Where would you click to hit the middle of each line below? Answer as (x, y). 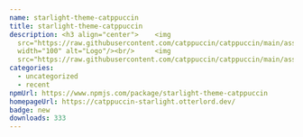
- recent (34, 85)
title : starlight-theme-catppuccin (76, 26)
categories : (32, 68)
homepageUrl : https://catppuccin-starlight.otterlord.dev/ (123, 101)
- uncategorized (48, 77)
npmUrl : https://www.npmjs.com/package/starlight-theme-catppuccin (139, 93)
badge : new (30, 110)
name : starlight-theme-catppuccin (74, 18)
